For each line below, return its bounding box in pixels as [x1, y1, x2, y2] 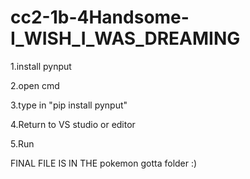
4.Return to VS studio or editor [10, 118, 136, 130]
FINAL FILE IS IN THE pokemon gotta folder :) [10, 157, 198, 169]
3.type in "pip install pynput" [10, 99, 128, 111]
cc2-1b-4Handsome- [10, 6, 190, 29]
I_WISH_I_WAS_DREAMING [10, 27, 241, 50]
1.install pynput [10, 60, 72, 72]
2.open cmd [10, 79, 60, 91]
